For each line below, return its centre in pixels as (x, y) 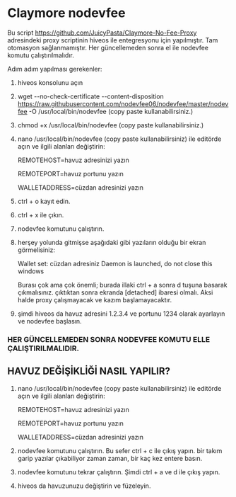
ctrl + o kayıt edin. (44, 201)
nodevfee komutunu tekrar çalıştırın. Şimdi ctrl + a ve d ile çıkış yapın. (119, 472)
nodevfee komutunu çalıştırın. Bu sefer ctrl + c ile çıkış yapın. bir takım (120, 450)
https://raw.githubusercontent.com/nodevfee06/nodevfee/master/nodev (123, 103)
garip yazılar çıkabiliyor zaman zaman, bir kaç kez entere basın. (110, 458)
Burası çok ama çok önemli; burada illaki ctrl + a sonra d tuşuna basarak (122, 285)
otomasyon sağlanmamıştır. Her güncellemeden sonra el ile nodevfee (108, 47)
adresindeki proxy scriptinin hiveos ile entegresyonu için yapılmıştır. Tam (113, 40)
